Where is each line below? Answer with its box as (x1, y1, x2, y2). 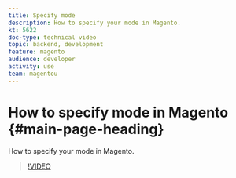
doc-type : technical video (8, 33, 97, 42)
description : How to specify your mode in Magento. (8, 19, 181, 27)
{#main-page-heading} (8, 120, 164, 138)
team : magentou (8, 70, 58, 78)
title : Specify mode (8, 11, 76, 20)
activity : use (8, 63, 55, 71)
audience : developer (8, 56, 76, 64)
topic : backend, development (8, 41, 104, 49)
